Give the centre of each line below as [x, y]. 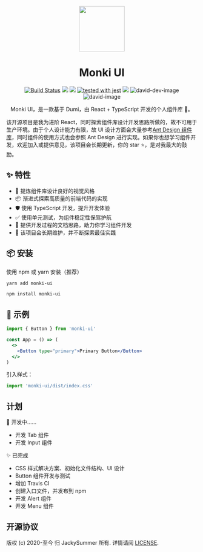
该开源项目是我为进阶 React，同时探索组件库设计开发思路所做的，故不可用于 [102, 122]
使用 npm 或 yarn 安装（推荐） [45, 272]
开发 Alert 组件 [33, 499]
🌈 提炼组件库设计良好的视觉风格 [55, 191]
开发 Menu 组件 [35, 506]
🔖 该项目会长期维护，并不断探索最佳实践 [65, 232]
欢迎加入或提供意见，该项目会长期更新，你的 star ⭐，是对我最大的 [99, 145]
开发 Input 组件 [34, 442]
